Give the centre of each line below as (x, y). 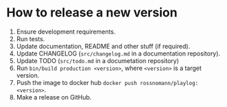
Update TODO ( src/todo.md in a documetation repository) (98, 60)
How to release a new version (92, 13)
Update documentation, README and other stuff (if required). (103, 46)
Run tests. (31, 38)
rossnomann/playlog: (169, 83)
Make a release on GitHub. (54, 97)
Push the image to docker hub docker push (77, 82)
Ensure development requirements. (66, 32)
